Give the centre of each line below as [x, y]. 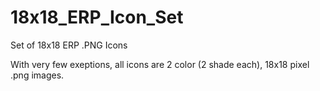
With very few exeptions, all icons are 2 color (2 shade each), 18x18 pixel [160, 64]
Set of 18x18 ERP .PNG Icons [69, 45]
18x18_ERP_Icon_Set [97, 17]
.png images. [37, 75]
